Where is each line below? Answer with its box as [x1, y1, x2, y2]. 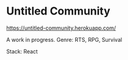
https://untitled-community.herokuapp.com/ [6, 24, 116, 32]
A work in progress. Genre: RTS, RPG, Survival [6, 36, 123, 43]
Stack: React [6, 47, 38, 55]
